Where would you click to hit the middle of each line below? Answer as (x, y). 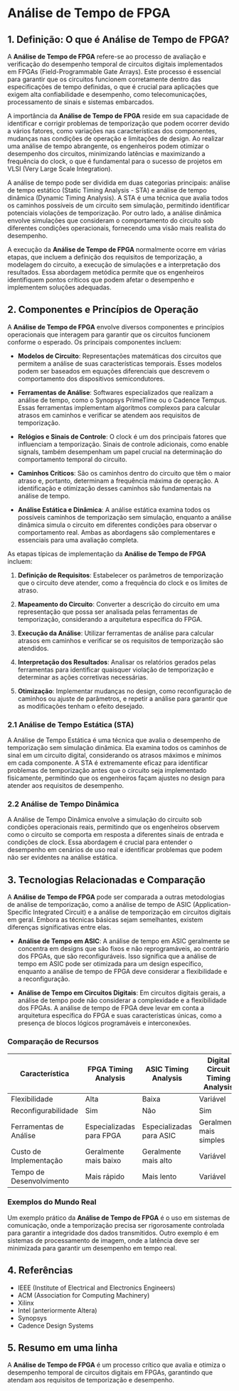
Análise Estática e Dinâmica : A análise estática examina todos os (114, 509)
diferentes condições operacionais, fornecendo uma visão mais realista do (117, 228)
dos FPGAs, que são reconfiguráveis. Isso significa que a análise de (117, 956)
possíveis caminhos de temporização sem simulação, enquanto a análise (124, 517)
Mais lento (159, 1176)
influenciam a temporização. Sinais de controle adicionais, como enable (123, 444)
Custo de (26, 1151)
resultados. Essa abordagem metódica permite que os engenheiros (106, 272)
